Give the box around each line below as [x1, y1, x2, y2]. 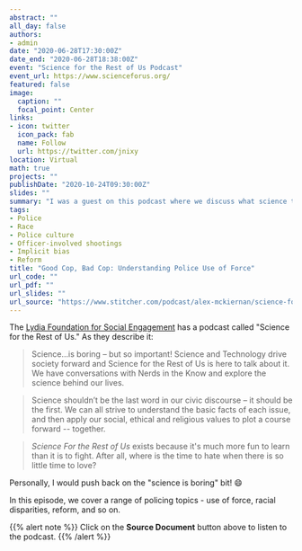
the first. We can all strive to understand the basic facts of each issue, [31, 404, 291, 415]
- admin [9, 38, 39, 48]
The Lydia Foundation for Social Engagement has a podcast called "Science [9, 322, 290, 333]
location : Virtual [9, 155, 78, 164]
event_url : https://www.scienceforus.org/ [9, 72, 171, 81]
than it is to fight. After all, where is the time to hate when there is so [31, 450, 285, 461]
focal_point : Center [17, 105, 94, 114]
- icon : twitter [9, 122, 70, 131]
